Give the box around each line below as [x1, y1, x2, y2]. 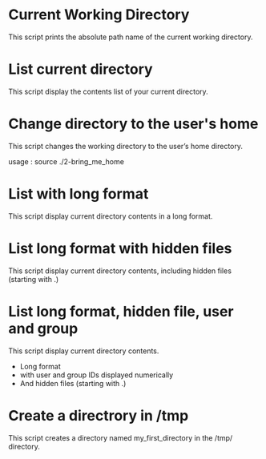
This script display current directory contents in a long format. [8, 211, 213, 221]
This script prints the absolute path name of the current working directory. [8, 32, 253, 42]
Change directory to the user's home [8, 115, 259, 133]
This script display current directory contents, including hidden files [8, 266, 232, 276]
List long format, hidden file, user [8, 302, 234, 320]
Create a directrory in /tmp [8, 406, 189, 425]
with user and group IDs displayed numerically [19, 370, 174, 380]
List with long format [8, 185, 149, 203]
